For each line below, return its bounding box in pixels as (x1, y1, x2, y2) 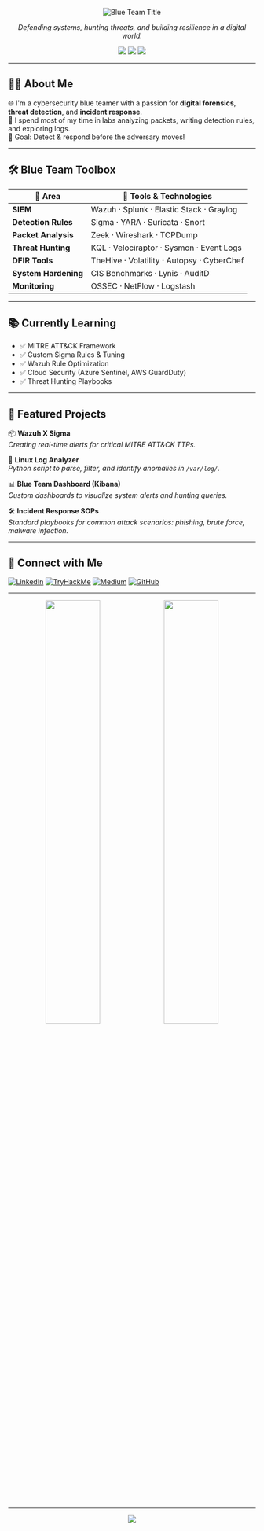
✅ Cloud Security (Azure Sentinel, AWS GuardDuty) (19, 368, 187, 377)
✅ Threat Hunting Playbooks (19, 377, 112, 386)
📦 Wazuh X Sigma (8, 429, 71, 438)
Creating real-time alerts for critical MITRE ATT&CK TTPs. (8, 440, 196, 450)
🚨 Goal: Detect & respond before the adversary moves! (8, 132, 185, 142)
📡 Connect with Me (8, 556, 104, 569)
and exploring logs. (8, 123, 71, 133)
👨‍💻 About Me (8, 77, 74, 90)
